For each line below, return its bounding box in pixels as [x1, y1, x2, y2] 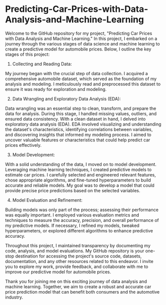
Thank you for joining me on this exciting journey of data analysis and [5, 278, 147, 284]
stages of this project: [5, 51, 50, 57]
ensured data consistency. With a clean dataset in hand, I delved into [5, 116, 146, 122]
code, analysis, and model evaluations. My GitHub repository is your [5, 248, 145, 254]
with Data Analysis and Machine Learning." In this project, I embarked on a [5, 36, 158, 42]
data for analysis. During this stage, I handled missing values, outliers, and [5, 110, 157, 117]
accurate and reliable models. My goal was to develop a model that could [5, 182, 155, 188]
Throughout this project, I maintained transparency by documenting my [5, 242, 151, 248]
